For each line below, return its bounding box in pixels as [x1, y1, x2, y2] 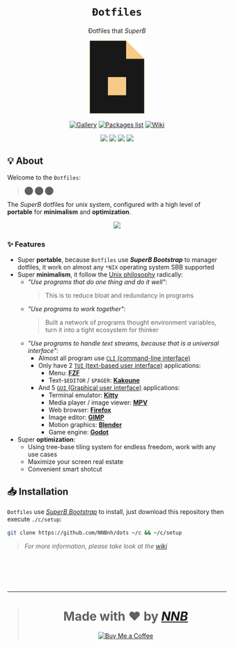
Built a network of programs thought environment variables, [45, 318, 217, 327]
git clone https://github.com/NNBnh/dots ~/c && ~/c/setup [7, 529, 182, 536]
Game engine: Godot [48, 428, 109, 436]
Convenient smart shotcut [27, 465, 102, 473]
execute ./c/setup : [7, 515, 62, 524]
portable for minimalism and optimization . [7, 208, 132, 216]
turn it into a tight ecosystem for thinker [45, 325, 159, 334]
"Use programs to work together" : [27, 304, 126, 313]
